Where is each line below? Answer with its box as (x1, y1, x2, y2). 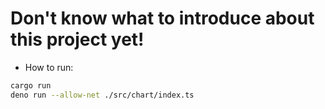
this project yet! (10, 28, 145, 51)
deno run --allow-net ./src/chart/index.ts (10, 90, 195, 100)
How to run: (24, 61, 74, 73)
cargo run (10, 80, 52, 91)
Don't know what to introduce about (10, 7, 315, 30)
